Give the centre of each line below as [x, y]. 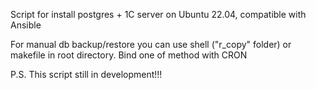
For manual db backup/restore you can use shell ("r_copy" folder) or [151, 44]
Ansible [26, 25]
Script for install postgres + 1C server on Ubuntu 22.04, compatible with [158, 14]
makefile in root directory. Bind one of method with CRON [129, 55]
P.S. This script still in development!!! [86, 74]
